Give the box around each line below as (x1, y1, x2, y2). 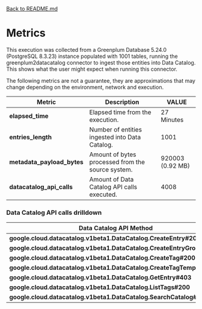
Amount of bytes (89, 150, 136, 159)
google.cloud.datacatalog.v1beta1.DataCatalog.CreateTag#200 (9, 253, 195, 262)
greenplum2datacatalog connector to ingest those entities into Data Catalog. (6, 59, 196, 66)
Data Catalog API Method (78, 224, 153, 232)
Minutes (161, 115, 184, 124)
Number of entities (89, 125, 142, 133)
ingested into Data (89, 133, 141, 141)
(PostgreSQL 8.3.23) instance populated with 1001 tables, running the (6, 53, 179, 60)
